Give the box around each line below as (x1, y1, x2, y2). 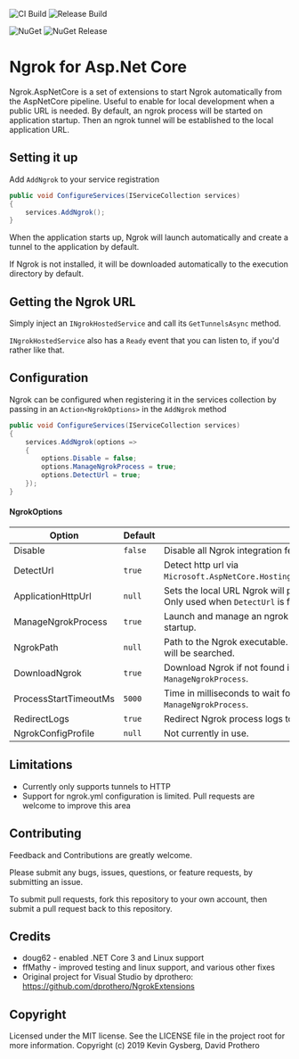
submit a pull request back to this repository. (9, 903, 174, 914)
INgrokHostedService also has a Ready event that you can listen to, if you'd (9, 335, 280, 346)
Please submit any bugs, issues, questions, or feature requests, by (9, 866, 254, 878)
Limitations (9, 757, 73, 773)
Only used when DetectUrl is (164, 595, 285, 608)
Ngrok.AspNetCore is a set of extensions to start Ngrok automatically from (9, 86, 282, 97)
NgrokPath (13, 641, 59, 653)
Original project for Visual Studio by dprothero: (21, 972, 194, 982)
